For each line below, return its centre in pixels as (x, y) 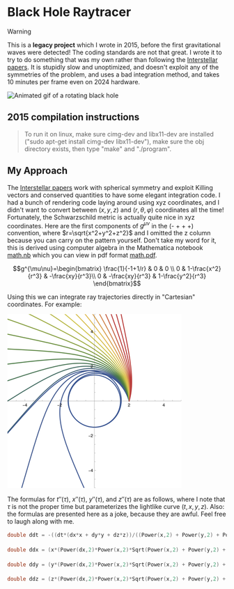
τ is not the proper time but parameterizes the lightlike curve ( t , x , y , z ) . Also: (116, 507)
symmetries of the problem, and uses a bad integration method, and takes (114, 74)
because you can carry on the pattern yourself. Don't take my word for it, (112, 240)
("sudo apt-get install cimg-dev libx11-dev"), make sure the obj (114, 141)
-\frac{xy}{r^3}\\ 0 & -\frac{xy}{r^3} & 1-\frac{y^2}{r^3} (128, 276)
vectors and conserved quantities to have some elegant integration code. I (114, 195)
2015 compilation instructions (73, 117)
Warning (19, 31)
